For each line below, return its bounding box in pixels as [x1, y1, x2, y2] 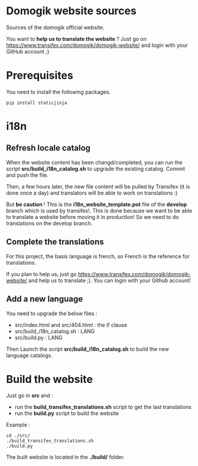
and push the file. [6, 171, 49, 179]
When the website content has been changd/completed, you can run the [6, 158, 183, 166]
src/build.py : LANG [14, 334, 63, 341]
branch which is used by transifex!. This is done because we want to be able [6, 207, 193, 214]
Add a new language [6, 294, 83, 304]
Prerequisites [6, 69, 74, 83]
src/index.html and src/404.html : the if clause [14, 321, 128, 328]
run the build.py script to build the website [14, 410, 119, 417]
